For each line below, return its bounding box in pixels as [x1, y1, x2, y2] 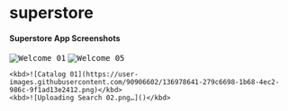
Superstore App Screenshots [9, 32, 121, 43]
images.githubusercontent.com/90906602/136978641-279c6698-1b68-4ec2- [9, 78, 280, 87]
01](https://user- [69, 70, 139, 79]
